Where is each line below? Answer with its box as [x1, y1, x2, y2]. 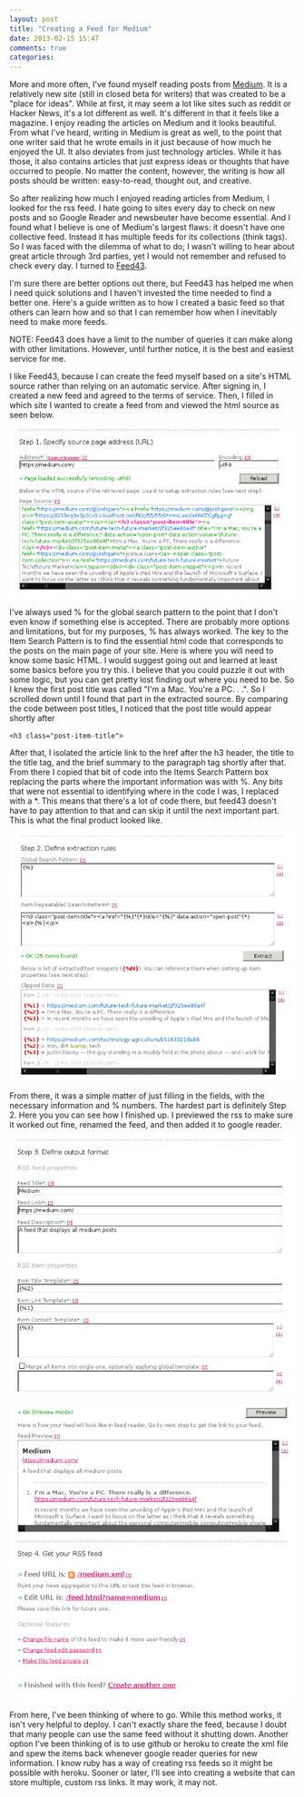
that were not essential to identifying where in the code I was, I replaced [9, 786, 279, 796]
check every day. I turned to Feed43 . [9, 260, 148, 271]
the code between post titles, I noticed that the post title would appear [9, 703, 272, 714]
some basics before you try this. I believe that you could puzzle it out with [9, 664, 285, 675]
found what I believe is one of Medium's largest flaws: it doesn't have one [9, 222, 286, 233]
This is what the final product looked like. [9, 815, 163, 825]
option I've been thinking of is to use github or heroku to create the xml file [9, 1738, 289, 1750]
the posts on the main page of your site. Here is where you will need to [9, 645, 274, 656]
